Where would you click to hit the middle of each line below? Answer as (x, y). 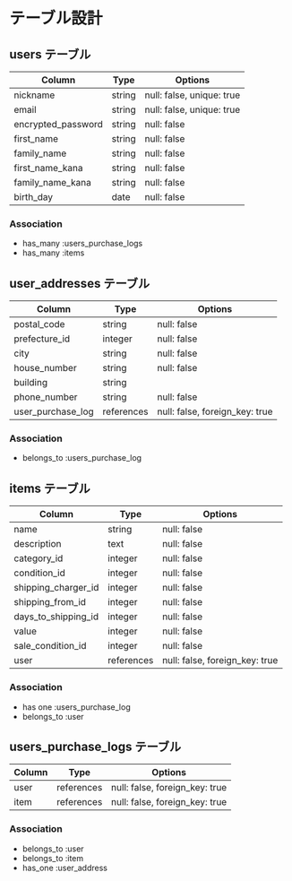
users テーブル (50, 54)
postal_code (39, 324)
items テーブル (50, 488)
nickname (34, 95)
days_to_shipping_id (56, 617)
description (38, 544)
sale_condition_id (50, 646)
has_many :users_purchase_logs (82, 244)
